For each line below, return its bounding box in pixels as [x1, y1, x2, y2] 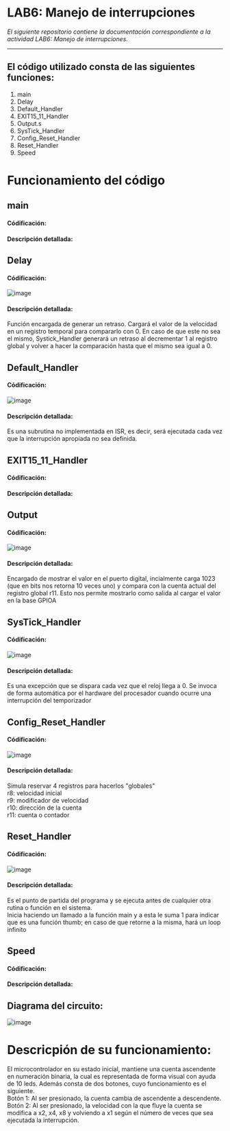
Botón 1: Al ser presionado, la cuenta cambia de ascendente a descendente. [7, 1094, 222, 1103]
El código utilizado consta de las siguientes [7, 61, 196, 73]
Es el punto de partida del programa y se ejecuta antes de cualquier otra [7, 896, 211, 904]
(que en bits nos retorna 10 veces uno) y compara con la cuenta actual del [7, 582, 217, 590]
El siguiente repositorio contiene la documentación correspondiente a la [7, 27, 211, 36]
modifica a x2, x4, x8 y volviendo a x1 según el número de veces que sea [7, 1109, 214, 1117]
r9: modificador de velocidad [7, 797, 89, 805]
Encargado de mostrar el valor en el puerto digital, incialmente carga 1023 [7, 575, 216, 583]
